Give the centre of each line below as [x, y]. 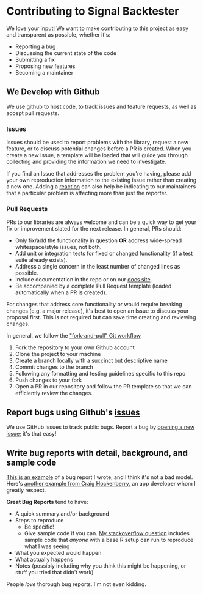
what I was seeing [47, 546]
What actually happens [44, 559]
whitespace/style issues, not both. [58, 247]
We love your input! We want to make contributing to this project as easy [98, 28]
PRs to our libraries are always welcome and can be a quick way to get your [101, 222]
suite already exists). [41, 260]
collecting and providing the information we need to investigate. [86, 162]
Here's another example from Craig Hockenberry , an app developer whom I [101, 483]
